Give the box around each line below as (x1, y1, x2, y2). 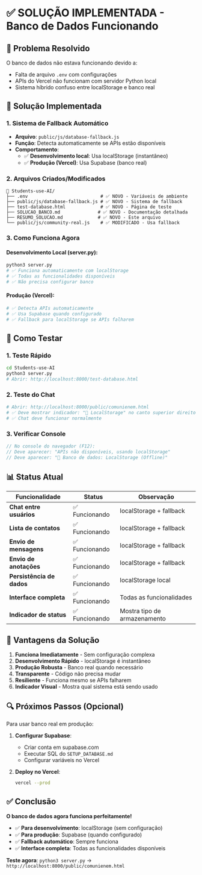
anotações (9, 563, 41, 571)
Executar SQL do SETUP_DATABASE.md (23, 750, 113, 757)
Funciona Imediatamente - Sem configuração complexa (14, 651, 155, 659)
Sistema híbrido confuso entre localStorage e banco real (14, 84, 155, 90)
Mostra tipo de (120, 607, 161, 615)
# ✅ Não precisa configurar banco (6, 279, 94, 285)
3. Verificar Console (6, 429, 66, 438)
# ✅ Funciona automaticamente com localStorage (6, 267, 129, 274)
